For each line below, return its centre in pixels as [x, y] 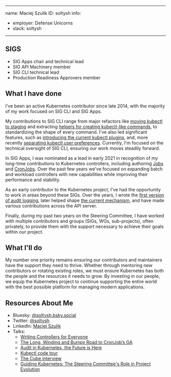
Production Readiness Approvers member [56, 77]
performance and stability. [33, 180]
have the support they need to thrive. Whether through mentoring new [79, 266]
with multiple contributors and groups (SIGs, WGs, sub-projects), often [79, 221]
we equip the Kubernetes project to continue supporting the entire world [81, 282]
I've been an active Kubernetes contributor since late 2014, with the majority [85, 106]
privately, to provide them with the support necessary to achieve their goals [84, 226]
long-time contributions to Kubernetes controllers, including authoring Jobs [84, 163]
